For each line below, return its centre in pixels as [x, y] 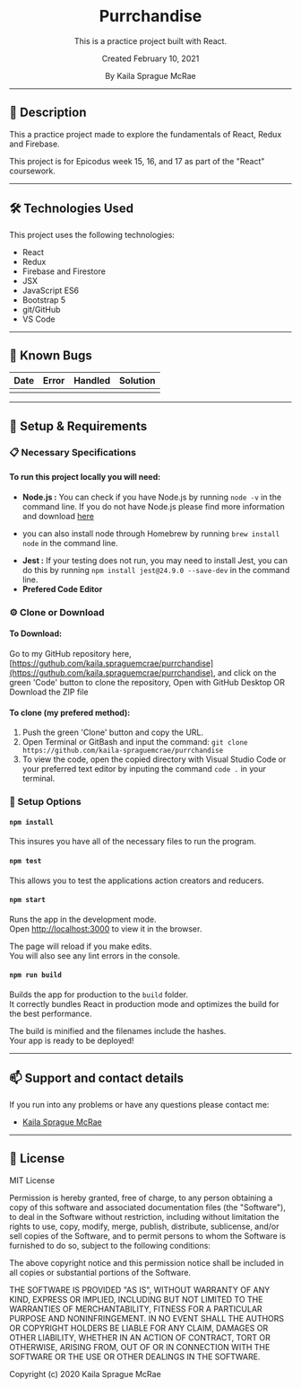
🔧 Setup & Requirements [78, 426]
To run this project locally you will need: [85, 477]
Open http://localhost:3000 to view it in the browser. [106, 928]
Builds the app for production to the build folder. [99, 995]
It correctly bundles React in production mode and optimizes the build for [144, 1003]
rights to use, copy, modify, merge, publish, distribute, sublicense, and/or [144, 1226]
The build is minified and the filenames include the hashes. [118, 1030]
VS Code [39, 319]
